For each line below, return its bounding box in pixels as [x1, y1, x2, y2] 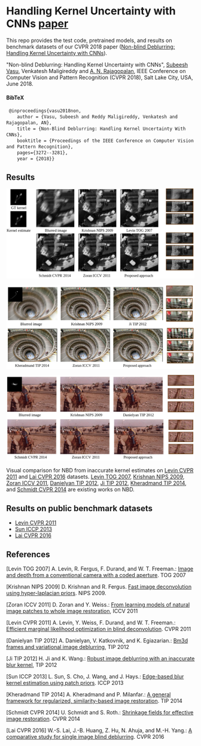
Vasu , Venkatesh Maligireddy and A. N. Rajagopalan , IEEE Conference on [6, 67, 186, 74]
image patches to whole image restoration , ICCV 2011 [6, 608, 138, 615]
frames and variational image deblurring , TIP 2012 [6, 644, 130, 651]
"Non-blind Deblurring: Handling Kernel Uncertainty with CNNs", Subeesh [6, 61, 188, 68]
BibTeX [6, 94, 25, 101]
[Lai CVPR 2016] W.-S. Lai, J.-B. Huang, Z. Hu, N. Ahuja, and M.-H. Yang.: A [6, 727, 193, 734]
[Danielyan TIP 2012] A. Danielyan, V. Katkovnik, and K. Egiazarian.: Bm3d [6, 637, 188, 644]
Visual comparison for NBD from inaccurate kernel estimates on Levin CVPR [6, 467, 194, 474]
